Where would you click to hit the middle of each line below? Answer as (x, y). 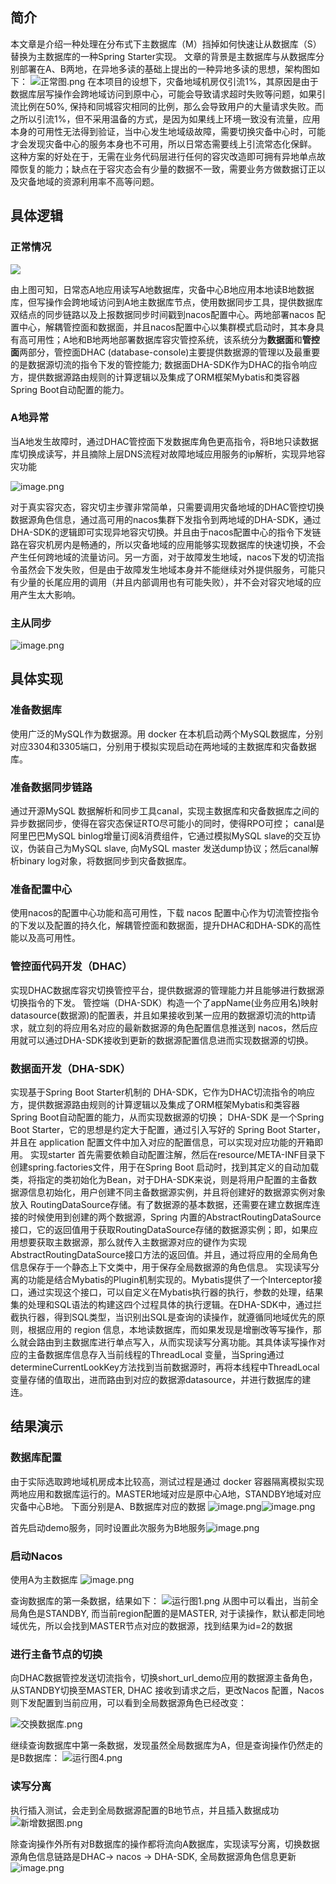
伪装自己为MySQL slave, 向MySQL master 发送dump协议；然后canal (168, 849)
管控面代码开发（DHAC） (71, 966)
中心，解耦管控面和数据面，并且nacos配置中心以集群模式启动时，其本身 (167, 327)
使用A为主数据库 (44, 1579)
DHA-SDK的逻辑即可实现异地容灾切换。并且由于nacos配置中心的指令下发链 (166, 532)
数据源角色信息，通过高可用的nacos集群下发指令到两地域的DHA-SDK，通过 (166, 519)
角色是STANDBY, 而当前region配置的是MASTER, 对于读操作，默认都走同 (167, 1613)
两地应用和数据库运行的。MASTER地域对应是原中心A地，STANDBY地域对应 (166, 1494)
